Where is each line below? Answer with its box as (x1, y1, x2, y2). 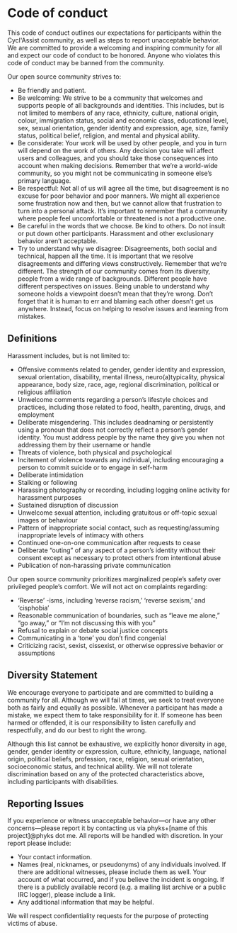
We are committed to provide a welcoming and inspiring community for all (7, 43, 223, 52)
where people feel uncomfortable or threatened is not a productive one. (17, 214, 227, 223)
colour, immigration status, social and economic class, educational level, (17, 116, 229, 125)
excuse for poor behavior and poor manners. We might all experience (17, 191, 221, 200)
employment (17, 410, 54, 419)
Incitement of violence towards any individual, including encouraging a (17, 455, 224, 464)
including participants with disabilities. (7, 777, 119, 786)
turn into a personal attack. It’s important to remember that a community (17, 206, 228, 215)
